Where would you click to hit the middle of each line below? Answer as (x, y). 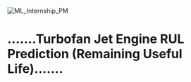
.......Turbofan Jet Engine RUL (96, 39)
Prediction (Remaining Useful (95, 54)
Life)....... (35, 69)
